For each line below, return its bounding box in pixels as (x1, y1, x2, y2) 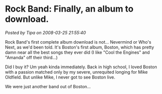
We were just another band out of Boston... (5, 83, 91, 89)
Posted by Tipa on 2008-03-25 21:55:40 (5, 30, 86, 35)
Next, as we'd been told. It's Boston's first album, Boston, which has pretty (5, 44, 154, 50)
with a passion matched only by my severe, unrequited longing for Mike (5, 69, 148, 75)
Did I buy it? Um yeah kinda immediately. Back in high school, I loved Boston (5, 64, 157, 70)
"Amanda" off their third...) (5, 54, 58, 60)
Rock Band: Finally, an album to (5, 3, 134, 15)
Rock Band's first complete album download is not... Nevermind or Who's (5, 39, 151, 45)
